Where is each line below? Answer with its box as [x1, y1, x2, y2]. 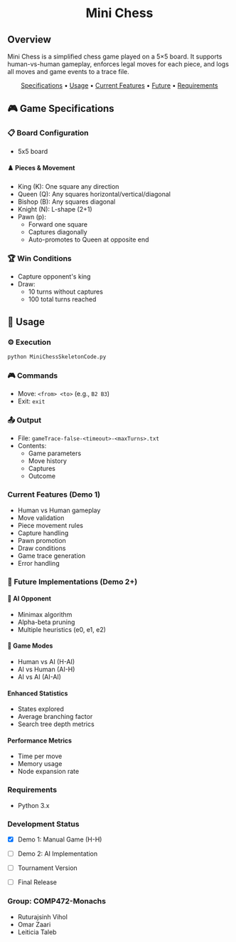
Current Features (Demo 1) [7, 490, 101, 500]
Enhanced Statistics [7, 689, 68, 698]
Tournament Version [17, 864, 78, 872]
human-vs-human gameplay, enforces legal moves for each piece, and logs [7, 60, 230, 68]
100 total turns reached [28, 295, 97, 304]
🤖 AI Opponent [7, 594, 52, 603]
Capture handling [17, 529, 69, 537]
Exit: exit [17, 397, 45, 405]
